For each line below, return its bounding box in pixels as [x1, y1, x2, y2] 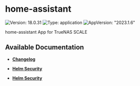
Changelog [12, 56, 36, 62]
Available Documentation [5, 43, 84, 52]
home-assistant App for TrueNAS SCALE [5, 29, 87, 35]
